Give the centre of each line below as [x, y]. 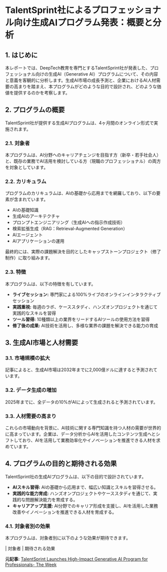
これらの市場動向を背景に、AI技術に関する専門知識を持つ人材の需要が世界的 [83, 428]
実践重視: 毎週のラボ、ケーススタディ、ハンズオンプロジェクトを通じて [85, 307]
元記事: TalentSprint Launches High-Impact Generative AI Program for [77, 559]
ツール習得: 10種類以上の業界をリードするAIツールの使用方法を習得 [81, 319]
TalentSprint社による [48, 10]
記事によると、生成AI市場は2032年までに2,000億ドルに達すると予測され [79, 370]
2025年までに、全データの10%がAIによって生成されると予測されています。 [82, 402]
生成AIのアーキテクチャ [36, 216]
